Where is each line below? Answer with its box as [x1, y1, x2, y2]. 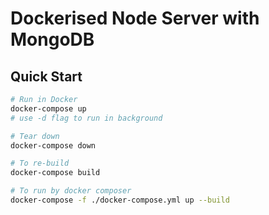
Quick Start [10, 68, 83, 85]
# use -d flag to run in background [10, 113, 163, 123]
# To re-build [10, 158, 70, 169]
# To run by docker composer [10, 186, 132, 196]
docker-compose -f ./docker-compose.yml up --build [10, 195, 230, 205]
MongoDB [10, 28, 95, 51]
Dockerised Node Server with [10, 7, 260, 30]
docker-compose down [10, 140, 97, 151]
